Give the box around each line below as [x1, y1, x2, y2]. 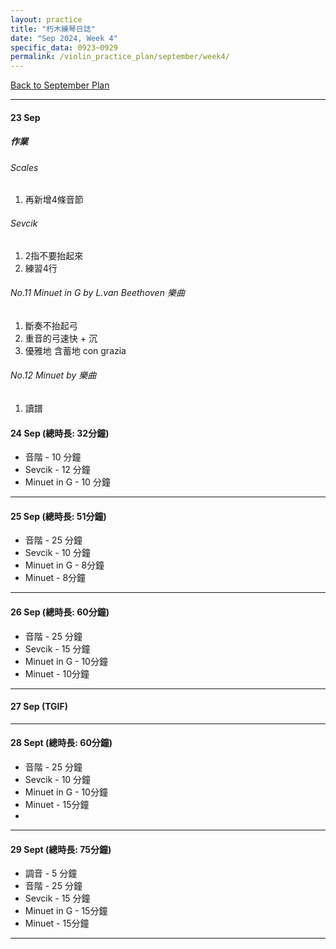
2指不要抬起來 [24, 249, 84, 261]
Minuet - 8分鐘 [24, 572, 87, 584]
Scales [10, 161, 39, 173]
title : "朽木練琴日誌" [10, 24, 96, 34]
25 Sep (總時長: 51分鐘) [10, 510, 107, 522]
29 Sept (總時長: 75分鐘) [10, 843, 112, 855]
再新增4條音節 [24, 194, 84, 206]
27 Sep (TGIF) [10, 701, 69, 713]
